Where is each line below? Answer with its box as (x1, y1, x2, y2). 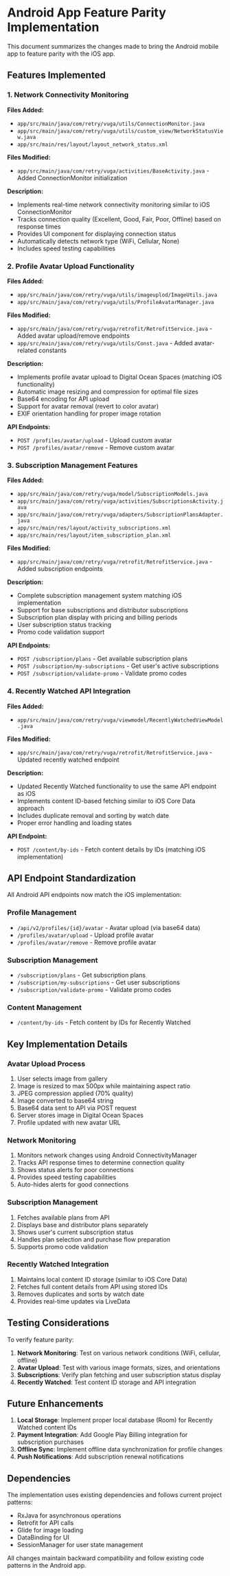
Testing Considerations (7, 1317, 110, 1329)
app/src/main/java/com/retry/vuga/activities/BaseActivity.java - (16, 166, 209, 175)
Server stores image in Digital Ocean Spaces (16, 1111, 144, 1119)
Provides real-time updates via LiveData (16, 1297, 130, 1305)
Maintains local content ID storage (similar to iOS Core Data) (16, 1275, 187, 1284)
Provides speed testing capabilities (16, 1173, 117, 1181)
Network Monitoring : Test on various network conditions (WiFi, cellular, (16, 1348, 221, 1357)
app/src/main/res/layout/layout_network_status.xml (16, 141, 168, 148)
